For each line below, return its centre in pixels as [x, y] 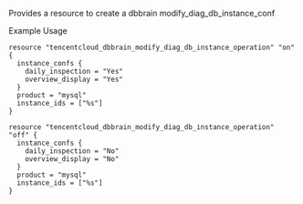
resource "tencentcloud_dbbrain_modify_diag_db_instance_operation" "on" [152, 47]
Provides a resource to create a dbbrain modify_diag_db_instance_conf [142, 13]
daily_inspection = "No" [72, 151]
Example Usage [38, 31]
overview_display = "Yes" [74, 79]
